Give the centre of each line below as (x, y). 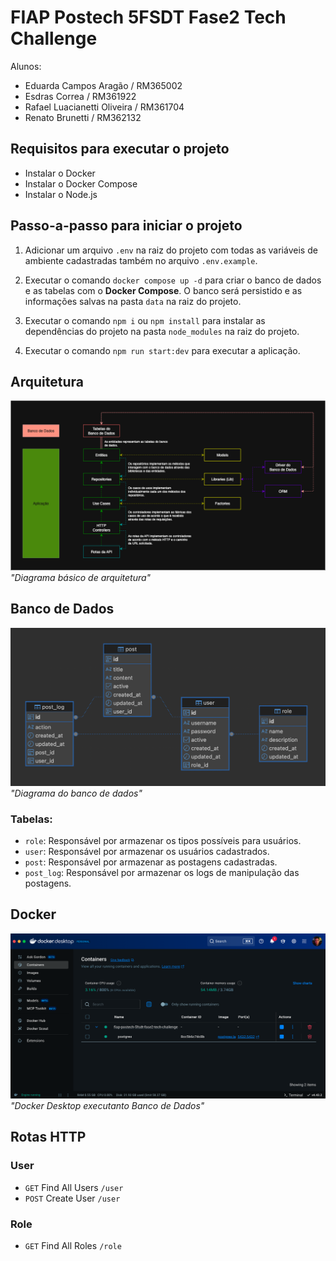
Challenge (54, 38)
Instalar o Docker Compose (81, 183)
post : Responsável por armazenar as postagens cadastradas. (151, 862)
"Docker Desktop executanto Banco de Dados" (107, 1106)
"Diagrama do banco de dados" (76, 793)
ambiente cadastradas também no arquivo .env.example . (141, 260)
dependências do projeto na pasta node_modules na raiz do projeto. (162, 331)
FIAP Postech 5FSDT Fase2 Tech (148, 17)
